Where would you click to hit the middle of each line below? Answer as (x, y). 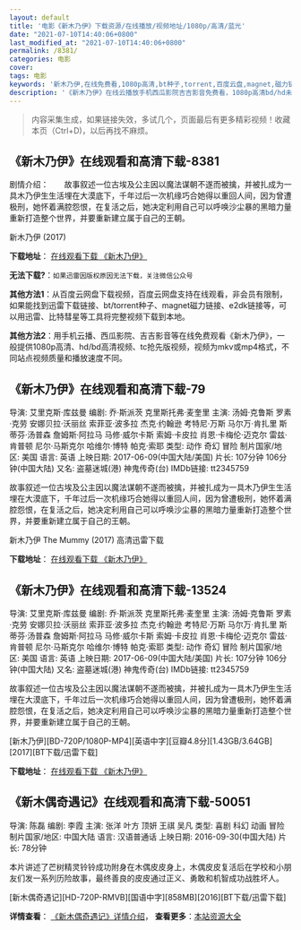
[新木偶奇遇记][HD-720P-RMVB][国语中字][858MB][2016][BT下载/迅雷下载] (148, 897)
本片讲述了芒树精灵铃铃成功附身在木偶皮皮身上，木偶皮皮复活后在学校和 (142, 866)
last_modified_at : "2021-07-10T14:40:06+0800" (98, 43)
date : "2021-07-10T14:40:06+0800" (74, 34)
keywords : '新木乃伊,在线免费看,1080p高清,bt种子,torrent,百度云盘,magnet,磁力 (149, 84)
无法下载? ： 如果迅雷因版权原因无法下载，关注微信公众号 (101, 275)
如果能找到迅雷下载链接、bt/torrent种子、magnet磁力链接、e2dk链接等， (144, 306)
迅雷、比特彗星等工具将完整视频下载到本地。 (107, 317)
